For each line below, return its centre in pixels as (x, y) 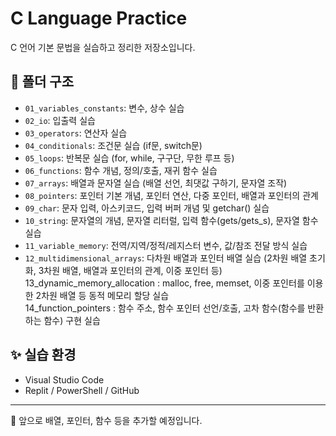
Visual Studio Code (64, 379)
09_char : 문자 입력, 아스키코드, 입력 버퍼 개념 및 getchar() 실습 (147, 208)
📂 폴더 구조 (42, 82)
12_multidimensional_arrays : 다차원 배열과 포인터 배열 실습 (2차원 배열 (166, 258)
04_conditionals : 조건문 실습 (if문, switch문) (113, 145)
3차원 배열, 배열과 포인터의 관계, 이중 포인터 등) (130, 270)
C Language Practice (99, 18)
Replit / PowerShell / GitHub (82, 390)
